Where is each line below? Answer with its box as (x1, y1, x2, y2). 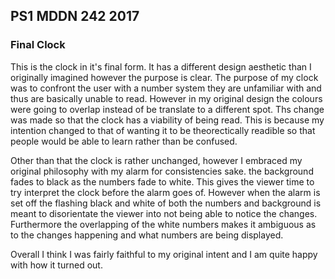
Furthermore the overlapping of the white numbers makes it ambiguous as (10, 218, 317, 230)
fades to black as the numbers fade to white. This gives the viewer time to (10, 175, 315, 188)
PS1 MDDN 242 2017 (10, 8, 140, 25)
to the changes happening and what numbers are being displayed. (10, 229, 284, 241)
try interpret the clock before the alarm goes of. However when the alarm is (10, 186, 321, 198)
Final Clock (10, 38, 66, 52)
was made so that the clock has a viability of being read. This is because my (10, 114, 325, 126)
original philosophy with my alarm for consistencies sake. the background (10, 165, 314, 177)
